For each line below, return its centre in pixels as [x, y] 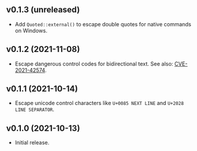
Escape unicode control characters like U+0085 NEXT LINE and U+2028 [99, 103]
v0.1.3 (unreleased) [43, 10]
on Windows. [31, 30]
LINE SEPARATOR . [35, 109]
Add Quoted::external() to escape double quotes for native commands [103, 24]
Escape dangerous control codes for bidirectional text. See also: [94, 64]
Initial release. [32, 143]
